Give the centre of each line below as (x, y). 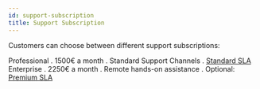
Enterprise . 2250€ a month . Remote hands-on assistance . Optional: (122, 69)
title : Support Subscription (56, 23)
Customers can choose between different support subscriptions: (114, 45)
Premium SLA (31, 77)
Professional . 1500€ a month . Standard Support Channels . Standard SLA (130, 61)
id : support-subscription (51, 15)
